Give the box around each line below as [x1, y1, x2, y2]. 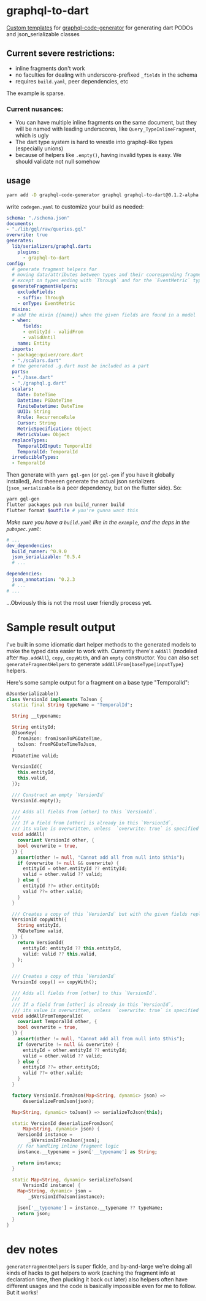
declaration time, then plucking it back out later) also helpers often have [6, 1276, 188, 1283]
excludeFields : [17, 289, 56, 295]
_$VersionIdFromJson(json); [28, 1137, 100, 1144]
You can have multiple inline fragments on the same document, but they [15, 119, 197, 126]
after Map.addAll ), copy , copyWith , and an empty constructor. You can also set [6, 654, 199, 661]
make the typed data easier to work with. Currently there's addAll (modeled [6, 647, 197, 654]
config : [6, 260, 26, 267]
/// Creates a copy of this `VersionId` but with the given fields [12, 911, 188, 917]
